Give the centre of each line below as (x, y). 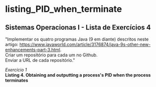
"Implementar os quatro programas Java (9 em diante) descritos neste (77, 39)
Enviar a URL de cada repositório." (40, 60)
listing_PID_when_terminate (64, 9)
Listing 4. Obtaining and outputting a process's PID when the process (78, 75)
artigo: (12, 44)
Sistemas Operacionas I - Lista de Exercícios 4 (78, 27)
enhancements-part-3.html (33, 50)
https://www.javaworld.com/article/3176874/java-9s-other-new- (85, 44)
